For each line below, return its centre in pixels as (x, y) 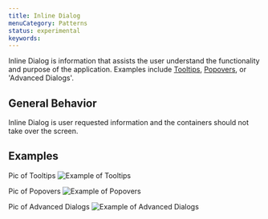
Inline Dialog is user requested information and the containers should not (129, 123)
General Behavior (53, 103)
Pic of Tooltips (32, 175)
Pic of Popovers (35, 191)
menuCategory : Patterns (48, 23)
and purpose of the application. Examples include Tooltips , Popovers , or (128, 70)
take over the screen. (43, 131)
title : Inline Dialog (45, 16)
